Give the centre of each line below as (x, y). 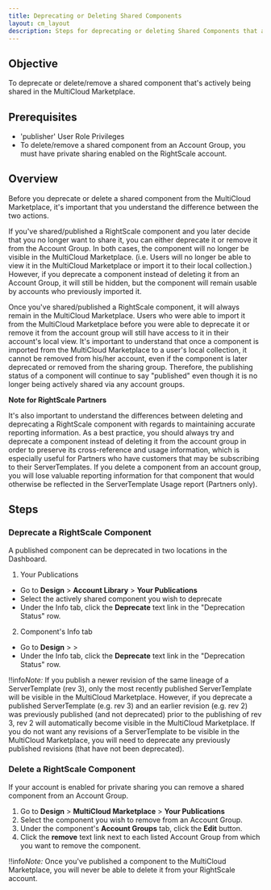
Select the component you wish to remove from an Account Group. (131, 820)
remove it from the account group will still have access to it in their (119, 333)
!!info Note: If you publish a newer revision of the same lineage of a (119, 680)
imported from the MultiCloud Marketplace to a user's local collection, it (128, 350)
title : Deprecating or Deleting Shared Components (95, 16)
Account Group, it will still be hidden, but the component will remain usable (133, 283)
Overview (33, 179)
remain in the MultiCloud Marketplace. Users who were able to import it (127, 315)
